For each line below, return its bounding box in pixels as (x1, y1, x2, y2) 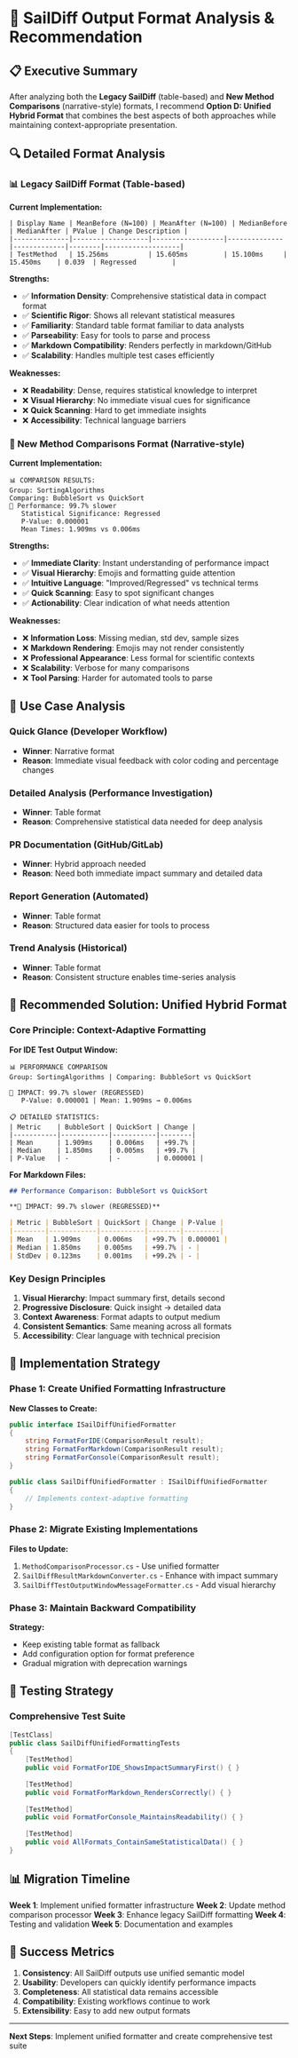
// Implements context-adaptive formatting (25, 1494, 189, 1503)
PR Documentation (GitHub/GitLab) (9, 838, 164, 851)
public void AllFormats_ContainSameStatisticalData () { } (25, 1838, 244, 1847)
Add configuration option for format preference (21, 1649, 195, 1659)
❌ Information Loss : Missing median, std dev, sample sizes (21, 632, 239, 643)
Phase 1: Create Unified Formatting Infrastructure (9, 1383, 226, 1395)
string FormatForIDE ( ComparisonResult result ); (25, 1436, 204, 1446)
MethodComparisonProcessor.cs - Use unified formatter (21, 1561, 220, 1571)
